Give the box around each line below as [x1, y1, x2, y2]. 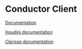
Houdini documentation [5, 29, 53, 35]
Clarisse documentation [5, 38, 54, 45]
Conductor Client [5, 3, 78, 15]
